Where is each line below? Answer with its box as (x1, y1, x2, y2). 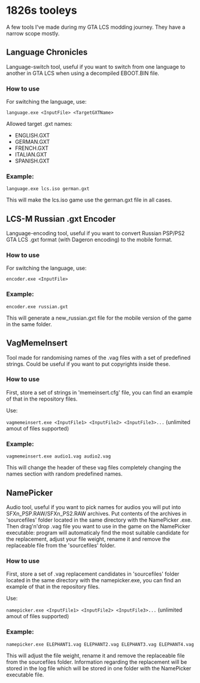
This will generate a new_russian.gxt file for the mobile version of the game (6, 314, 192, 321)
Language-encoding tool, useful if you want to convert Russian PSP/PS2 (6, 230, 185, 237)
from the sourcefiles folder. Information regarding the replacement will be (6, 658, 187, 666)
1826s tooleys (6, 4, 78, 17)
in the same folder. (6, 320, 52, 327)
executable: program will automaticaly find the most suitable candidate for (6, 529, 190, 536)
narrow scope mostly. (6, 29, 60, 37)
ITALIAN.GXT (14, 151, 47, 158)
